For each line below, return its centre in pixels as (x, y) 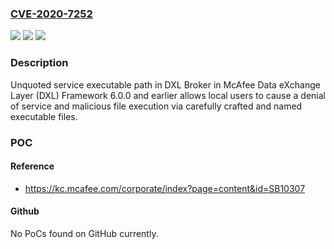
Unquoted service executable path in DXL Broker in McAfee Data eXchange (165, 84)
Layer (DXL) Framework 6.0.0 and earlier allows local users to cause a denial (168, 95)
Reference (32, 166)
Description (39, 63)
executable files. (44, 116)
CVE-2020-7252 (51, 14)
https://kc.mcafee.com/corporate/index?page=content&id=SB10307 (165, 188)
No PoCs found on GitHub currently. (84, 233)
